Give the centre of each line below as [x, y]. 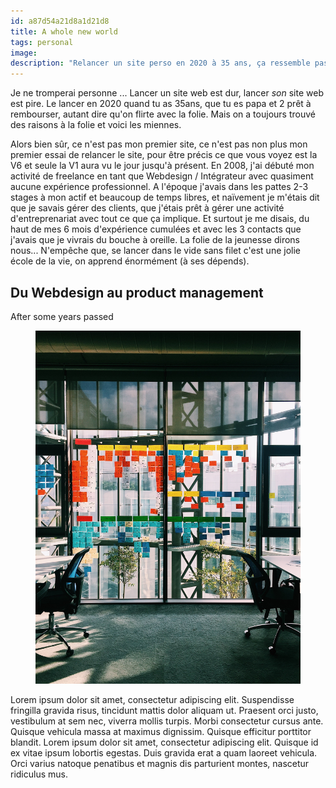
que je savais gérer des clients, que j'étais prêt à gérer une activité [147, 208]
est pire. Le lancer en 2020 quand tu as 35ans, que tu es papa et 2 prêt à [161, 104]
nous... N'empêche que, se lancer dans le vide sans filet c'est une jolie [155, 251]
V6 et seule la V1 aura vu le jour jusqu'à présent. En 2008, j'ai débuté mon [162, 166]
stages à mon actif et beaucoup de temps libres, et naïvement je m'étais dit [165, 197]
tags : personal [42, 42]
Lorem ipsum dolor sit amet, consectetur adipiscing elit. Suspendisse [152, 700]
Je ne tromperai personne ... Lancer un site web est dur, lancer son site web [167, 93]
